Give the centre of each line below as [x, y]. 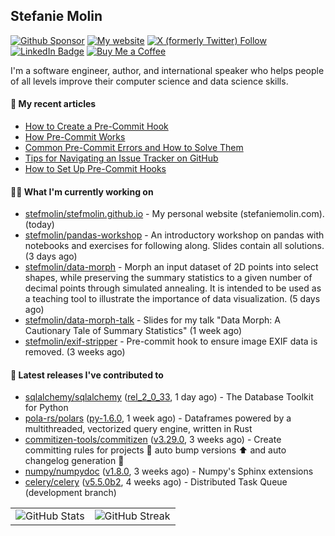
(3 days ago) [51, 256]
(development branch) [70, 493]
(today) [39, 225]
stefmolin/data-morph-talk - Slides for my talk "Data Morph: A [152, 320]
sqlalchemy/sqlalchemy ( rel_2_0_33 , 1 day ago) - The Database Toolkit [169, 397]
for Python [46, 408]
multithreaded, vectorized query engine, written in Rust [138, 429]
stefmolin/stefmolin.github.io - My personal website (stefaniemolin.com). [174, 214]
